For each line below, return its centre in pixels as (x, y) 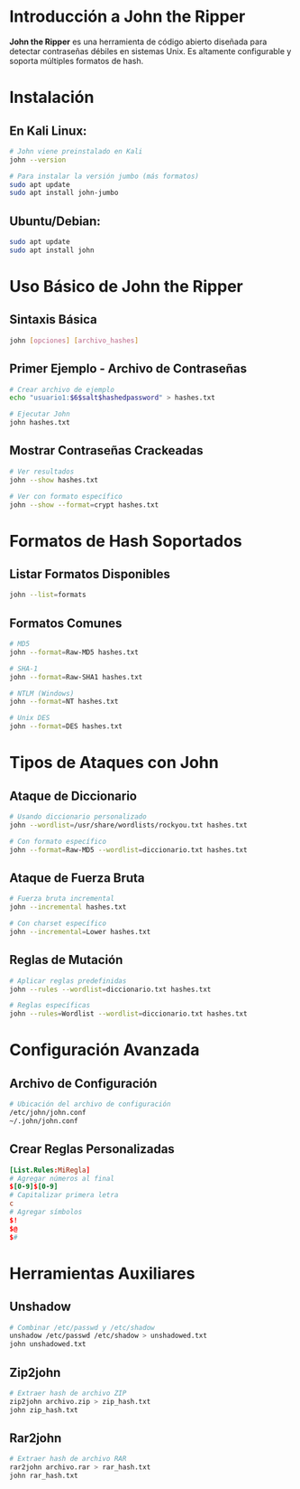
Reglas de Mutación (66, 960)
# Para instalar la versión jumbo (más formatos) (105, 176)
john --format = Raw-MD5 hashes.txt (74, 652)
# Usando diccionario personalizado (78, 817)
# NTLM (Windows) (42, 693)
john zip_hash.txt (44, 1410)
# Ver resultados (42, 472)
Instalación (52, 98)
